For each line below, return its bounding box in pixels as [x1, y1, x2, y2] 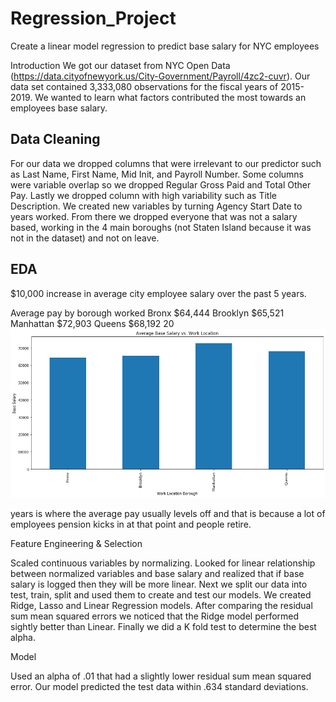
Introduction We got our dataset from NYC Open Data [10, 59, 231, 71]
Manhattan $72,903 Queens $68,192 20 [10, 317, 175, 329]
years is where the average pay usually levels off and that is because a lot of [10, 508, 326, 520]
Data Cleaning [10, 131, 101, 148]
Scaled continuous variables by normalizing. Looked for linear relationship [10, 557, 316, 569]
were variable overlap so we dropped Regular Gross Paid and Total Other [10, 178, 312, 191]
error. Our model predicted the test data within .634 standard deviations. [10, 681, 309, 693]
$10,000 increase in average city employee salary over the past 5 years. [10, 287, 307, 299]
